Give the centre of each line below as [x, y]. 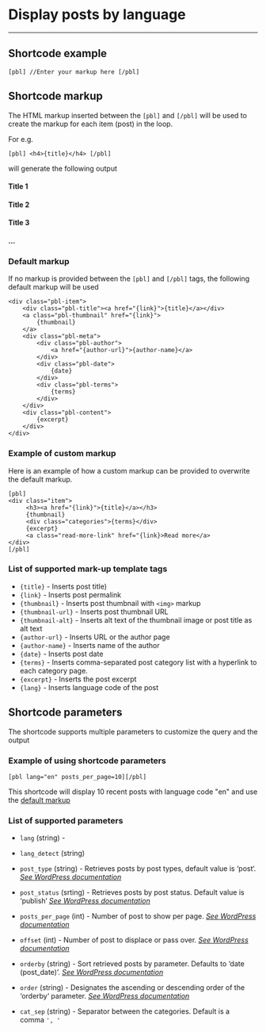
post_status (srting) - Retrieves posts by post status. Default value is [132, 892]
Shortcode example [58, 54]
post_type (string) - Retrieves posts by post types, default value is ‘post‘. [138, 869]
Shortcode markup [55, 96]
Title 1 [18, 186]
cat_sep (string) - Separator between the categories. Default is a [125, 1011]
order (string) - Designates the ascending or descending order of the [132, 988]
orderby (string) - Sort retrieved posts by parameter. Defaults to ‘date [132, 964]
